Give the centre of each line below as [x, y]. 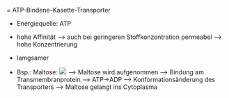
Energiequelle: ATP [44, 23]
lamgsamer [33, 58]
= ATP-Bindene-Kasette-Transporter [58, 10]
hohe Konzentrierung [47, 44]
